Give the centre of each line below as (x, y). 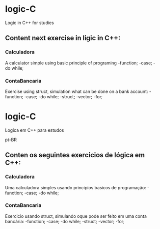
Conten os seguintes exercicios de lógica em (75, 155)
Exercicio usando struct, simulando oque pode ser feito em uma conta (76, 216)
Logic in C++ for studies (29, 23)
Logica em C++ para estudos (35, 130)
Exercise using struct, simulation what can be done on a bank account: (77, 91)
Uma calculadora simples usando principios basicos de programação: (76, 187)
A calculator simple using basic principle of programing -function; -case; (79, 63)
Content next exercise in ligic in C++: (63, 38)
